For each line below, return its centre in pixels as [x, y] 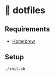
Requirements [27, 29]
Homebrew [23, 41]
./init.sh [15, 69]
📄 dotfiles [25, 10]
